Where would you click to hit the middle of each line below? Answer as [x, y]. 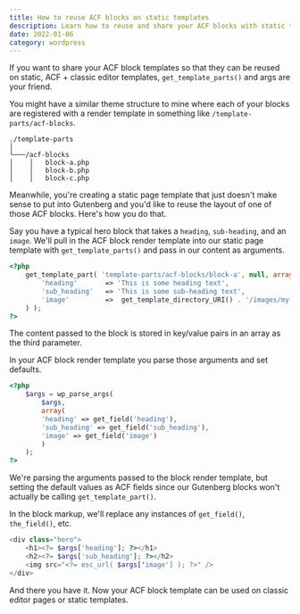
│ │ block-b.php [50, 170]
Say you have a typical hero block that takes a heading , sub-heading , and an [148, 231]
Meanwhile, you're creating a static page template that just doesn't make [143, 195]
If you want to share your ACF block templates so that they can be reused [145, 68]
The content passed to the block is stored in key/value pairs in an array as [145, 333]
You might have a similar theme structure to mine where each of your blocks [150, 104]
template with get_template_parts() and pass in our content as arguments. [147, 250]
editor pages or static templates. [69, 600]
